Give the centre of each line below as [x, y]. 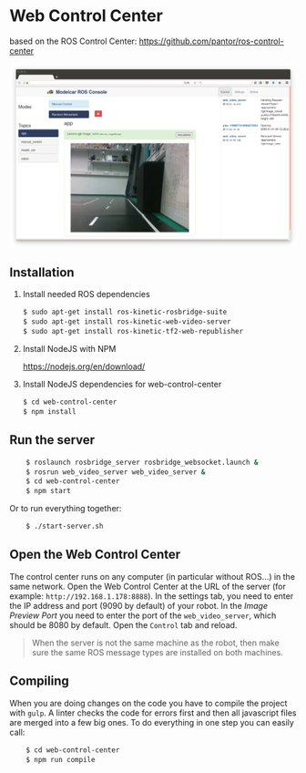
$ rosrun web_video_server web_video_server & [116, 472]
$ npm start [48, 491]
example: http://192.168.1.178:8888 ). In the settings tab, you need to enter [152, 596]
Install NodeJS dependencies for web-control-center [122, 385]
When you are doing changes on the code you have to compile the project [148, 703]
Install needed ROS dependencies [86, 294]
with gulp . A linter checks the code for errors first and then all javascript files [153, 713]
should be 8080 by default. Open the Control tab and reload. [123, 624]
